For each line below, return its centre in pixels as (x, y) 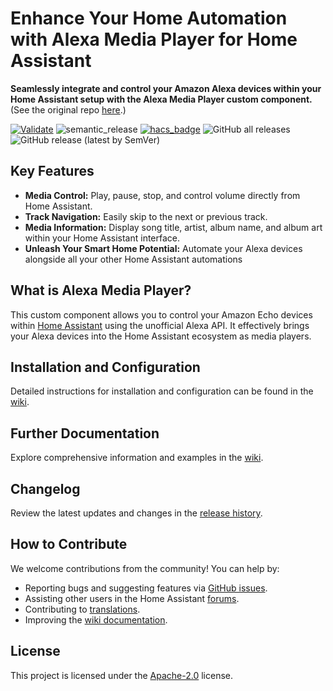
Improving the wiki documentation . (96, 619)
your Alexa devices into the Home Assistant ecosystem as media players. (161, 336)
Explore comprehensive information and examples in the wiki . (137, 458)
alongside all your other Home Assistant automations (133, 259)
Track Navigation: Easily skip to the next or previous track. (146, 216)
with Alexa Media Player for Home (154, 39)
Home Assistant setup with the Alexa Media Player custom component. (161, 99)
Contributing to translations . (82, 609)
